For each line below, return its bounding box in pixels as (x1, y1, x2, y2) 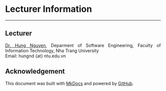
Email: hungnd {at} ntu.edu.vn (5, 53, 66, 59)
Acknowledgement (5, 67, 65, 76)
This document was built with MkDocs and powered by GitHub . (5, 80, 134, 86)
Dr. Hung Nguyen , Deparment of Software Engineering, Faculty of (5, 42, 162, 48)
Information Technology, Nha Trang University (5, 47, 99, 53)
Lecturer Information (5, 3, 92, 15)
